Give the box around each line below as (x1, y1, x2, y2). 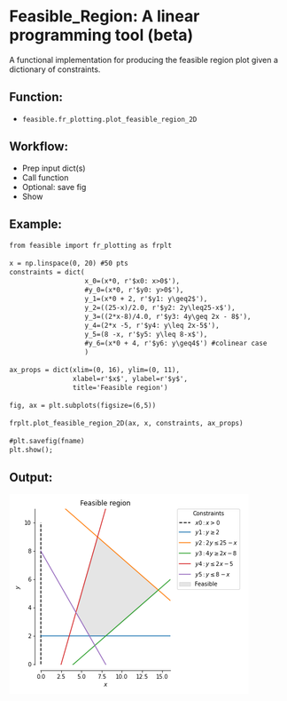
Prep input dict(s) (21, 163, 86, 173)
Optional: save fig (21, 181, 87, 192)
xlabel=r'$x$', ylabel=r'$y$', (72, 375, 189, 384)
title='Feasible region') (72, 384, 168, 393)
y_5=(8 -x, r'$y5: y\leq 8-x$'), (84, 331, 208, 339)
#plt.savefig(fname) (9, 437, 86, 446)
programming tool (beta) (9, 25, 194, 45)
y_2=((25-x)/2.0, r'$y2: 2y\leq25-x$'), (84, 304, 237, 313)
